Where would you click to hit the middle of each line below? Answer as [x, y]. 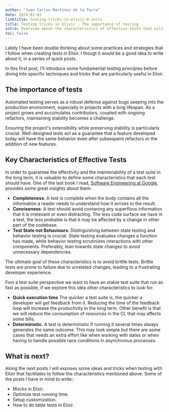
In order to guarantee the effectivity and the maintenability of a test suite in [83, 172]
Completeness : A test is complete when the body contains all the [80, 198]
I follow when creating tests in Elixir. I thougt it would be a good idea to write [84, 53]
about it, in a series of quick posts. [41, 58]
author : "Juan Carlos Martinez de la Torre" [53, 10]
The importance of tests [44, 90]
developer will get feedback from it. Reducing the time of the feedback [86, 303]
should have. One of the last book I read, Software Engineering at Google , [82, 183]
